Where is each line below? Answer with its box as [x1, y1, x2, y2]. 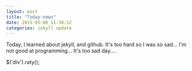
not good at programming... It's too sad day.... [6, 48, 116, 55]
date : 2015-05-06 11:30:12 [6, 19, 72, 25]
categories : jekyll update [6, 25, 72, 31]
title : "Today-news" [6, 14, 57, 20]
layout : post [6, 8, 38, 15]
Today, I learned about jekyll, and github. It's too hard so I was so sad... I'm [6, 41, 187, 48]
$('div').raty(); [6, 59, 40, 66]
